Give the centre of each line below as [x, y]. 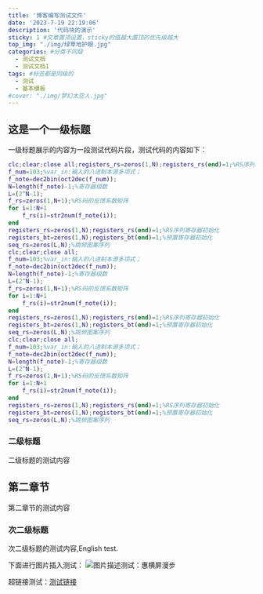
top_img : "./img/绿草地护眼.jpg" [59, 45]
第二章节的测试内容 [39, 508]
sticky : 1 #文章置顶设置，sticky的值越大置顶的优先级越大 [93, 37]
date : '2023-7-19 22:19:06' [54, 23]
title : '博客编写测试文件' [47, 15]
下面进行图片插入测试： [46, 565]
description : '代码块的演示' [52, 30]
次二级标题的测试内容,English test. [63, 548]
